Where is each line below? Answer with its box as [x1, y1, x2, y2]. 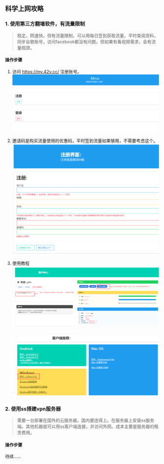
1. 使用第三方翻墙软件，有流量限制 [5, 21, 85, 27]
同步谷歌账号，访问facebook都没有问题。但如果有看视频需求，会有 [17, 39, 152, 44]
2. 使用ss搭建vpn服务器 [5, 405, 61, 412]
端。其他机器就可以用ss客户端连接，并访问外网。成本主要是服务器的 [17, 423, 155, 429]
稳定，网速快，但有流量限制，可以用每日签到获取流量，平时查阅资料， [17, 32, 159, 38]
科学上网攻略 [5, 4, 44, 13]
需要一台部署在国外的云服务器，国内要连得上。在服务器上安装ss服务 [17, 418, 155, 423]
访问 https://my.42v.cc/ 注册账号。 [12, 68, 82, 74]
